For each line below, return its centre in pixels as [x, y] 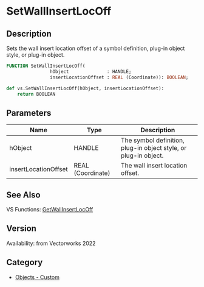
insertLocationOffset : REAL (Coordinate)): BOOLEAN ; [119, 77]
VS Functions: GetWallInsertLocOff [50, 209]
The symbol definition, [152, 140]
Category [25, 262]
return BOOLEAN [36, 94]
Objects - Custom [37, 277]
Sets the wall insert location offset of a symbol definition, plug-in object [96, 48]
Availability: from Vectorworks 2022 [51, 243]
